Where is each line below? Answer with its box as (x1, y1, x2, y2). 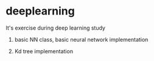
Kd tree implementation (14, 47, 74, 55)
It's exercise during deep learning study (5, 24, 106, 31)
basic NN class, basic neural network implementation (14, 36, 149, 43)
